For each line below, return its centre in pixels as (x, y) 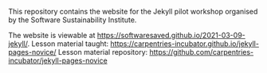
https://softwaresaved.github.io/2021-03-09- (171, 35)
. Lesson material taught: (68, 44)
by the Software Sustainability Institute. (73, 20)
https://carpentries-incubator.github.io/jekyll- (185, 44)
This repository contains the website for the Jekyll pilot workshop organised (133, 12)
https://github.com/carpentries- (202, 52)
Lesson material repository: (103, 52)
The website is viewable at (52, 35)
